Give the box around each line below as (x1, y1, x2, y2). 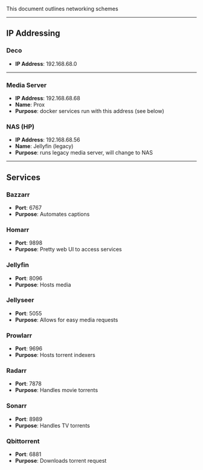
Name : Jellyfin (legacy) (14, 143, 74, 150)
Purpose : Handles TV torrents (14, 422, 91, 429)
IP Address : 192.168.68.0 (14, 60, 77, 67)
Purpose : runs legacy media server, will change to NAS (14, 149, 153, 156)
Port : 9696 (14, 345, 43, 352)
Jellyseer (6, 296, 34, 304)
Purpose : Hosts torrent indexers (14, 352, 95, 359)
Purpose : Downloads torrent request (14, 457, 107, 465)
